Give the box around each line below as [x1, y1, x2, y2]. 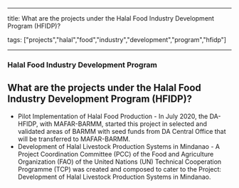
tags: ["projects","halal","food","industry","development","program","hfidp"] [7, 36, 226, 43]
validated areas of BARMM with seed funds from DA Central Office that [17, 127, 226, 135]
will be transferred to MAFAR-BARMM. [17, 135, 130, 143]
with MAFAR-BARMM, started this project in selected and [39, 119, 208, 128]
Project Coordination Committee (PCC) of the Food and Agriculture [17, 150, 214, 158]
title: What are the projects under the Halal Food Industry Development [7, 14, 215, 22]
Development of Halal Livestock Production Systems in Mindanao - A [17, 142, 221, 150]
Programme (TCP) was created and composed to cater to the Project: [17, 164, 222, 173]
